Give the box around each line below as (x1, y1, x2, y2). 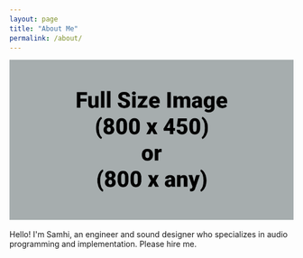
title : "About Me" (9, 23, 78, 33)
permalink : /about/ (9, 33, 83, 42)
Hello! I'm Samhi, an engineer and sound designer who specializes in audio (9, 228, 289, 239)
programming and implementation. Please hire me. (9, 238, 197, 249)
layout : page (9, 14, 59, 23)
